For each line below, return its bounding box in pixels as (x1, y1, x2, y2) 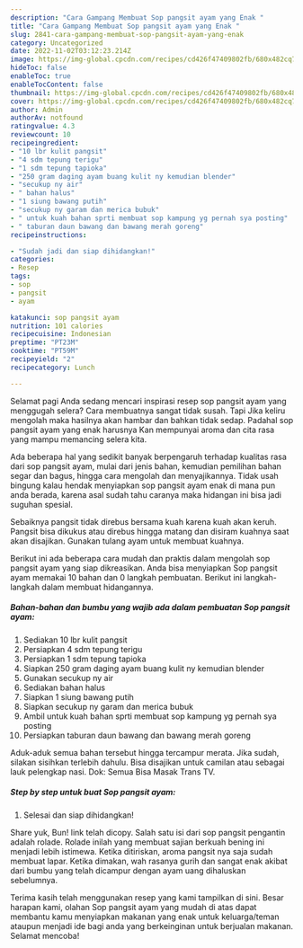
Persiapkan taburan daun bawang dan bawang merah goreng (22, 730, 251, 740)
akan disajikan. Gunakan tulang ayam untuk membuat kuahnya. (10, 536, 245, 546)
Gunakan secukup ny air (22, 672, 114, 683)
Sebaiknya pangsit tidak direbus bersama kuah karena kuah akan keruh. (10, 516, 277, 527)
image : (10, 55, 35, 64)
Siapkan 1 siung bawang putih (22, 691, 134, 702)
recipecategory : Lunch (10, 363, 95, 372)
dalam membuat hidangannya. (40, 581, 154, 592)
